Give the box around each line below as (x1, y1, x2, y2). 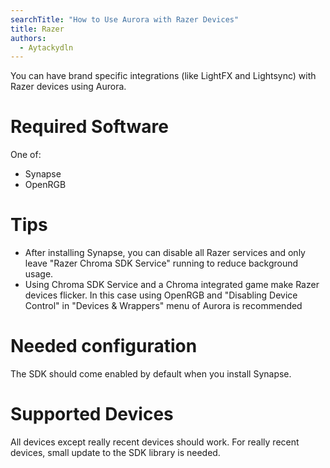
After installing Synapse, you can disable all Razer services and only (24, 247, 306, 259)
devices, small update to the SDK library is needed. (10, 447, 221, 458)
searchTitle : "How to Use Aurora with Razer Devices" (10, 14, 240, 25)
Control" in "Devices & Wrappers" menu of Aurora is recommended (24, 300, 303, 312)
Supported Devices (10, 403, 174, 426)
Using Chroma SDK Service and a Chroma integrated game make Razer (24, 279, 320, 291)
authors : (10, 33, 47, 43)
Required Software (10, 116, 169, 138)
